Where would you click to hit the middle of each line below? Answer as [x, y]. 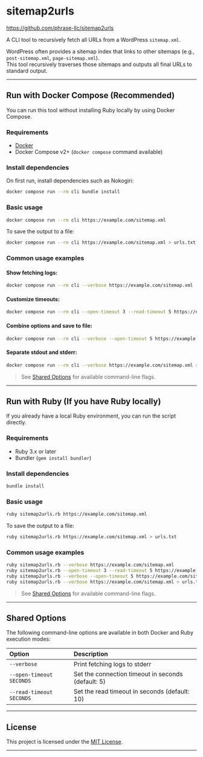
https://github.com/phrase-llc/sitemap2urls [60, 28]
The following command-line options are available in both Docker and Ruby [100, 633]
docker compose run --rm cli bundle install [63, 192]
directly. [16, 422]
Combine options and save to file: [49, 325]
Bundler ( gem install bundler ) [53, 458]
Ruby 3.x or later [35, 451]
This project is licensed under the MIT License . [65, 742]
